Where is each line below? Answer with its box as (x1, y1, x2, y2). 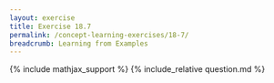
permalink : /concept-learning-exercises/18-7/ (9, 30, 189, 39)
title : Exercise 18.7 (9, 22, 92, 31)
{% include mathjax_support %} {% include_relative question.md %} (9, 64, 266, 75)
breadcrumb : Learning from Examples (9, 38, 148, 48)
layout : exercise (9, 13, 76, 23)
